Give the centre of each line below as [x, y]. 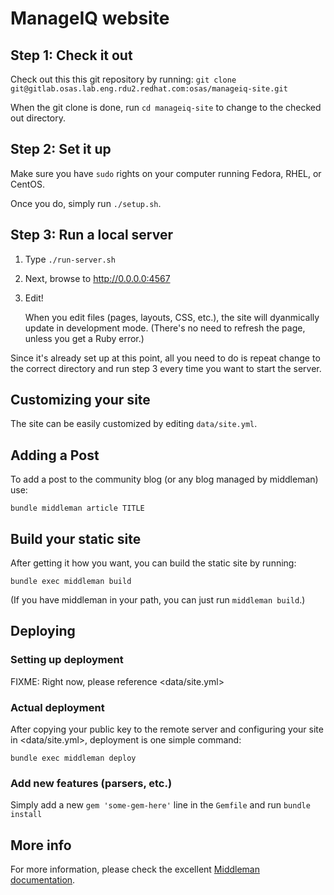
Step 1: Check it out [71, 55]
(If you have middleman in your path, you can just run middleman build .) [158, 600]
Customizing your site [80, 400]
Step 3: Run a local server [91, 235]
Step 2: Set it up [61, 149]
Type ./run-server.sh [70, 259]
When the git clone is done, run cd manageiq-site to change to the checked [166, 107]
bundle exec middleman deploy [73, 758]
